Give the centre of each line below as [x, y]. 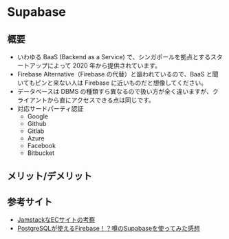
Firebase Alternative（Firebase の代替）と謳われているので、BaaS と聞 [118, 74]
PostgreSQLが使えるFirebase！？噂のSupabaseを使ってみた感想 [109, 229]
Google [37, 116]
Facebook [42, 146]
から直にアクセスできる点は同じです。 [101, 100]
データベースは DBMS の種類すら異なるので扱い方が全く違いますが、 [115, 91]
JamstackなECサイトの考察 [56, 220]
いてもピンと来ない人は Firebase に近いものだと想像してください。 [112, 83]
